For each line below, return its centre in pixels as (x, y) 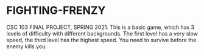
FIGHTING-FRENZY (56, 11)
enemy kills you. (26, 46)
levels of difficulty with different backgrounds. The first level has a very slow (102, 33)
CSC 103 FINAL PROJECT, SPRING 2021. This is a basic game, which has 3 (100, 27)
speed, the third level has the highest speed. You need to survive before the (101, 40)
